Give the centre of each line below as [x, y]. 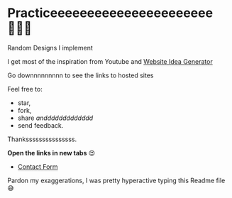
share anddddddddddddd [55, 118]
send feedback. [40, 125]
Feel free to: [25, 89]
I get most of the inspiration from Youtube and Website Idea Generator [110, 61]
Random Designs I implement [50, 48]
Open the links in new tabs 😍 [51, 153]
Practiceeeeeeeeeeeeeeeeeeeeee [110, 13]
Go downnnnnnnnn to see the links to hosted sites [81, 75]
